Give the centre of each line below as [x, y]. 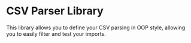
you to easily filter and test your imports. [56, 33]
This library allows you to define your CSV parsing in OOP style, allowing [96, 27]
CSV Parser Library [55, 11]
